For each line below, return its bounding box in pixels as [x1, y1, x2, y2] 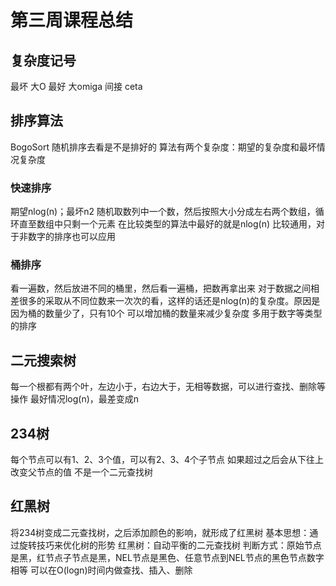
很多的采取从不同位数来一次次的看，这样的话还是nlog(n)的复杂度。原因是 [18, 295, 321, 307]
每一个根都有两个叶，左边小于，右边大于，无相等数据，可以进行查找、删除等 [10, 381, 326, 393]
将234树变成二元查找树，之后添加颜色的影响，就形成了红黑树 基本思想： [10, 526, 310, 538]
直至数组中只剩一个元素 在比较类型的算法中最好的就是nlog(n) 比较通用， [18, 218, 317, 230]
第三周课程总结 [10, 9, 134, 32]
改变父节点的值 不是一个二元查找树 [10, 466, 153, 478]
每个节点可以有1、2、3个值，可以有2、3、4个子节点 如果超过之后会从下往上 [10, 454, 325, 466]
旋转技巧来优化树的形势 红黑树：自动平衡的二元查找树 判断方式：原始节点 [18, 539, 322, 551]
